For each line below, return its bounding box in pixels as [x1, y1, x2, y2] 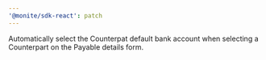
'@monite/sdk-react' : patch [8, 11, 103, 20]
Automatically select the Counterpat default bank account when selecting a [8, 34, 260, 43]
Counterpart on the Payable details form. [8, 42, 144, 52]
